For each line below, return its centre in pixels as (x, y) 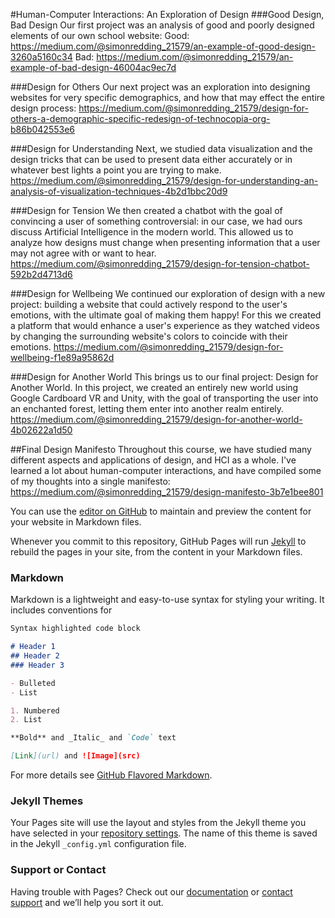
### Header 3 (37, 665)
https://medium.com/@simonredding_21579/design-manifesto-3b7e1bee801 (167, 492)
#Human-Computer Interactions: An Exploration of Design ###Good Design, (167, 14)
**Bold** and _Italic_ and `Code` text (93, 738)
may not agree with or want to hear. (83, 253)
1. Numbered (35, 710)
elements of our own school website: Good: (100, 35)
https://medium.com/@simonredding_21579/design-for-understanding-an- (164, 180)
